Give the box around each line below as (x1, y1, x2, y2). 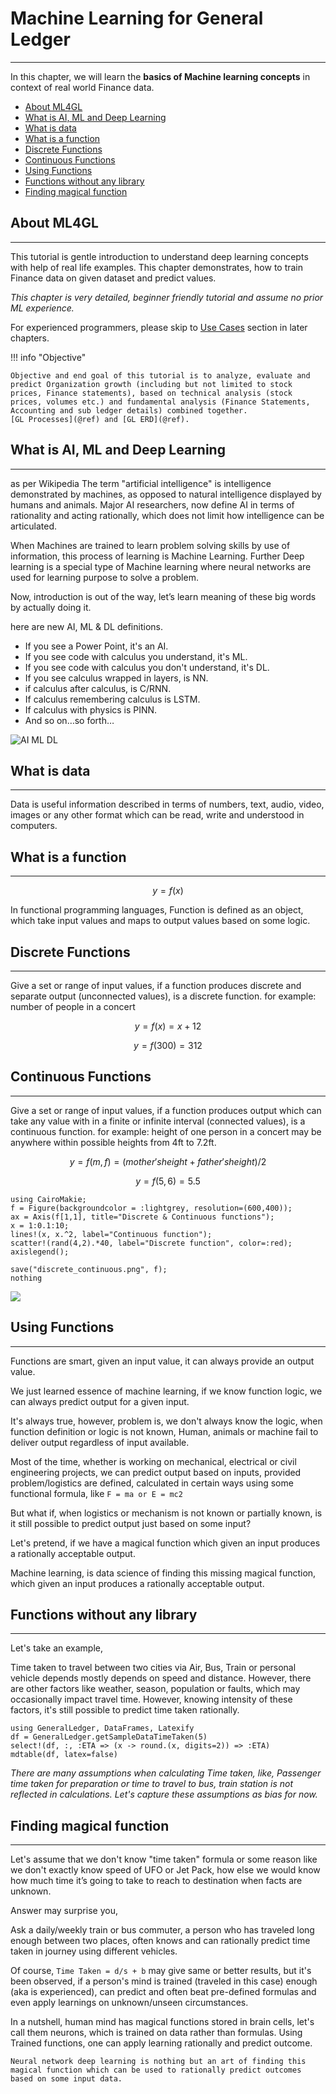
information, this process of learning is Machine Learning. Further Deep (10, 550, 305, 562)
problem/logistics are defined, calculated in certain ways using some (10, 1477, 294, 1489)
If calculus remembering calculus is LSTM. (24, 693, 201, 705)
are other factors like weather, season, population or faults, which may (10, 1683, 301, 1695)
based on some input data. (10, 2074, 123, 2084)
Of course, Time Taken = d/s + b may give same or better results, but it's (10, 1965, 312, 1977)
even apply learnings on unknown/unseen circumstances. (10, 1997, 249, 2009)
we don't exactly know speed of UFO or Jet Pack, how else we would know (10, 1864, 321, 1876)
